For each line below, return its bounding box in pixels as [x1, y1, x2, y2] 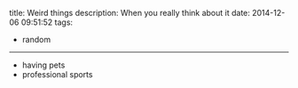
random [21, 35, 51, 44]
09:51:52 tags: [20, 17, 74, 28]
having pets [21, 60, 66, 70]
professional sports [21, 69, 93, 79]
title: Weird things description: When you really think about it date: [9, 8, 251, 18]
